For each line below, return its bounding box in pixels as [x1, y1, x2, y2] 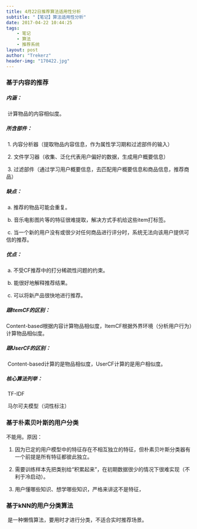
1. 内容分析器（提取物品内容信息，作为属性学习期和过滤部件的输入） [7, 141, 173, 148]
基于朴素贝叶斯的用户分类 [6, 419, 79, 427]
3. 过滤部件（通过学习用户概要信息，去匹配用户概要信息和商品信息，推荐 [7, 166, 185, 173]
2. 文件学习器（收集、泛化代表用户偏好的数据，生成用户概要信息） [7, 153, 169, 160]
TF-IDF [7, 390, 25, 397]
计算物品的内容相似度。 [7, 110, 65, 117]
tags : [6, 25, 19, 31]
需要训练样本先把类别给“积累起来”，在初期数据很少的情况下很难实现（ [14, 465, 185, 472]
